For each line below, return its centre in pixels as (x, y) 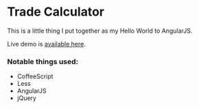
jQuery (26, 98)
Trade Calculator (56, 12)
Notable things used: (43, 61)
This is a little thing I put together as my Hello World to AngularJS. (100, 31)
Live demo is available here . (46, 44)
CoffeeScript (35, 76)
